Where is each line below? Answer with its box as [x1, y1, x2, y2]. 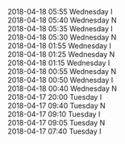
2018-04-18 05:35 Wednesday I [7, 24, 114, 33]
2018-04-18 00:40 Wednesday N [7, 84, 118, 93]
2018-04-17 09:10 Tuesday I [7, 109, 101, 119]
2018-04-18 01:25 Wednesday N [7, 50, 115, 59]
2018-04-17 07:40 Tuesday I [7, 126, 102, 136]
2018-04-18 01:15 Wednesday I [7, 58, 110, 68]
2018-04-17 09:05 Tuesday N [7, 118, 106, 127]
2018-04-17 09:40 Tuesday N [7, 101, 106, 110]
